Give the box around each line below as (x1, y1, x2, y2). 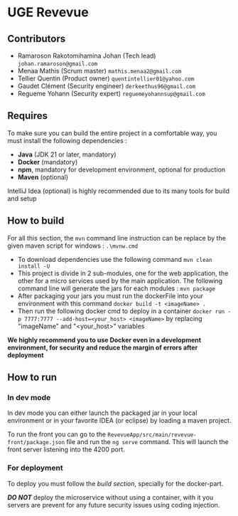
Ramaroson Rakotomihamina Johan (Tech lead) (17, 51, 156, 60)
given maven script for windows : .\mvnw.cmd (7, 241, 139, 250)
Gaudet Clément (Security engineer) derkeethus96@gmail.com (17, 82, 196, 90)
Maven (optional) (17, 172, 69, 181)
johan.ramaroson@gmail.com (17, 60, 98, 68)
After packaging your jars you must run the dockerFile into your (17, 291, 204, 300)
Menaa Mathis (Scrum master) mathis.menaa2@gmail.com (17, 67, 182, 75)
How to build (7, 215, 65, 227)
